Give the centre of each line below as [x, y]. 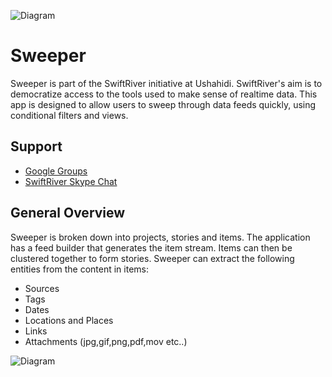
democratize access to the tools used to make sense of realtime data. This [164, 94]
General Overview [68, 213]
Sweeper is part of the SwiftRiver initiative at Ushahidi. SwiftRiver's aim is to [166, 83]
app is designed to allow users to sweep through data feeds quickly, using [163, 104]
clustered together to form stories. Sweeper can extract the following [152, 258]
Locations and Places [69, 320]
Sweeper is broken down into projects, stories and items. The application [160, 237]
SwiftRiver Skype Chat [71, 181]
